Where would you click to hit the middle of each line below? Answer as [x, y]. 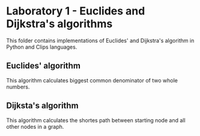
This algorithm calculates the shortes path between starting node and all [96, 120]
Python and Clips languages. [42, 47]
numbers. [18, 87]
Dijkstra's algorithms [59, 24]
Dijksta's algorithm [43, 106]
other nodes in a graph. [35, 126]
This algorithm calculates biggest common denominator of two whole [92, 80]
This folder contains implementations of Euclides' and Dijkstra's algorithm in [100, 40]
